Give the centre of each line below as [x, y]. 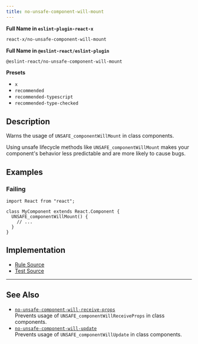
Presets [16, 73]
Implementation [36, 250]
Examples [24, 172]
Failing [16, 189]
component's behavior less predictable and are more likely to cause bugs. [96, 154]
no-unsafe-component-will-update [56, 329]
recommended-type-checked [46, 103]
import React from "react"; [41, 201]
